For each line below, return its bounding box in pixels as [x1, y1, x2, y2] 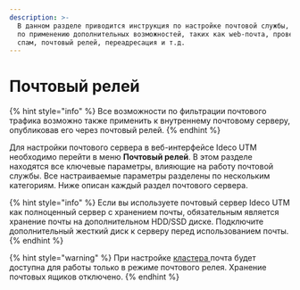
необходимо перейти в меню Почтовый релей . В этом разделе [9, 152, 253, 162]
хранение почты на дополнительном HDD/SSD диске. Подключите [9, 216, 264, 228]
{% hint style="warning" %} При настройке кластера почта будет [9, 253, 256, 263]
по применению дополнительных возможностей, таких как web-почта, [17, 29, 270, 38]
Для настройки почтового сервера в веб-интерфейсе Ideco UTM [9, 142, 257, 153]
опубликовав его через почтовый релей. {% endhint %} [9, 125, 221, 136]
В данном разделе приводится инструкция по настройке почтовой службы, [17, 21, 290, 30]
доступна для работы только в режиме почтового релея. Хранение [9, 262, 267, 273]
